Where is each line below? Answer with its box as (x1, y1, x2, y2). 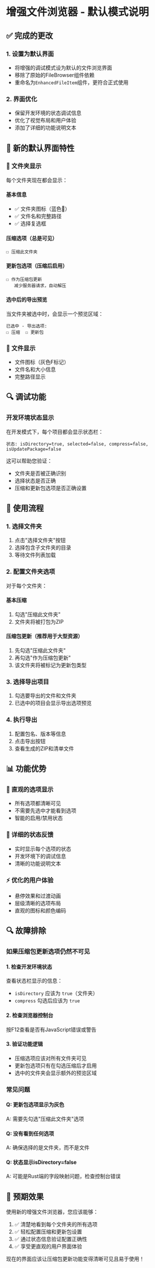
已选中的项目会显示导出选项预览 (14, 700, 92, 707)
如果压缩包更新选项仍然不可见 (6, 948, 91, 956)
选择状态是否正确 (14, 477, 56, 484)
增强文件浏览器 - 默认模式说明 (6, 5, 149, 19)
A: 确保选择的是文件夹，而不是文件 (6, 1144, 89, 1151)
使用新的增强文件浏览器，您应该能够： (6, 1209, 98, 1216)
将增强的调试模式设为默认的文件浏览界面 (14, 64, 112, 71)
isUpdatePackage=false (6, 446, 61, 452)
